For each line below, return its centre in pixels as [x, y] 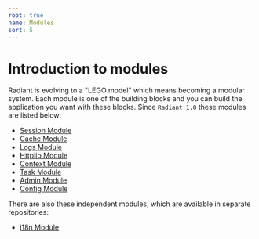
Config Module [44, 189]
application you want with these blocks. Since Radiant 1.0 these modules [127, 107]
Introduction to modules [88, 69]
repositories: [29, 212]
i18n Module [39, 227]
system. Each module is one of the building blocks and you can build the [125, 99]
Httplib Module [44, 156]
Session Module [46, 131]
